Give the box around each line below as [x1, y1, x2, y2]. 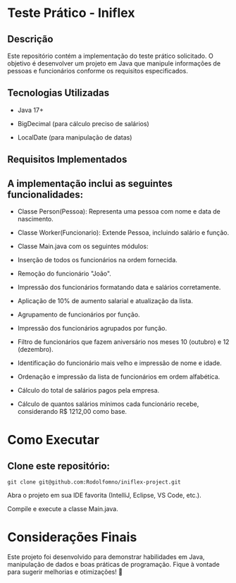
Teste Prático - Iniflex [7, 5, 135, 21]
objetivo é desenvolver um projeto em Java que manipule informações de [7, 59, 221, 68]
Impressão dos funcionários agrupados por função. [17, 324, 168, 333]
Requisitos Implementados [7, 154, 128, 166]
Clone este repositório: [7, 460, 111, 472]
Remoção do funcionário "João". [17, 269, 111, 278]
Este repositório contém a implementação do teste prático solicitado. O [7, 51, 213, 60]
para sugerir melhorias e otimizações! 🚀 [7, 567, 123, 576]
